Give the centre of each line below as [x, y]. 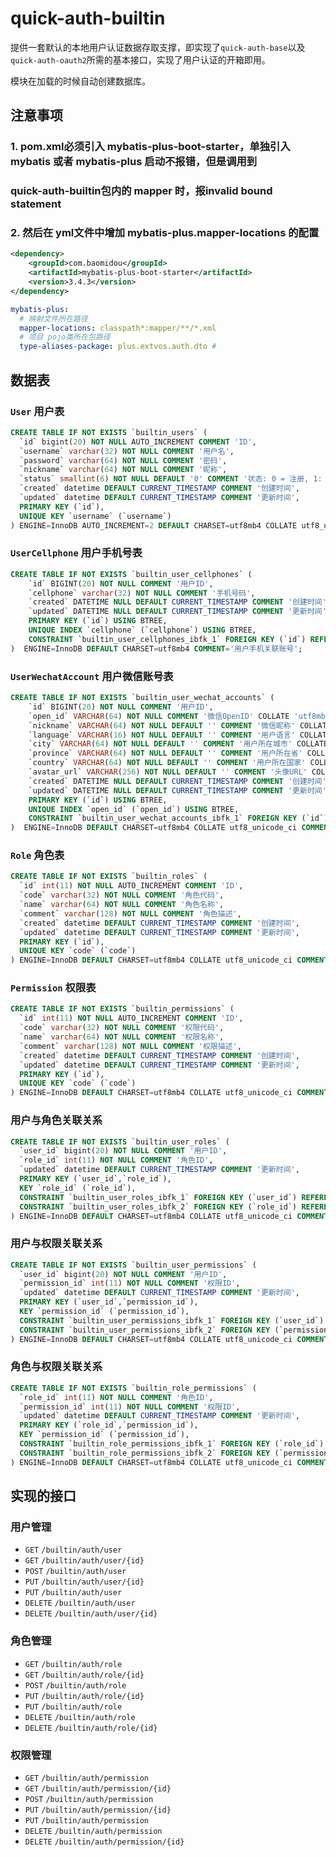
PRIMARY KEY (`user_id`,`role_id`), [95, 1179]
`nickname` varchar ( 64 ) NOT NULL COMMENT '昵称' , [123, 470]
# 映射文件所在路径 [53, 318]
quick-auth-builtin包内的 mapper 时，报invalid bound [141, 191]
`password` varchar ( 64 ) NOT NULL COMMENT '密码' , [123, 460]
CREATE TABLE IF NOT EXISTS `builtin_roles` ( [109, 877]
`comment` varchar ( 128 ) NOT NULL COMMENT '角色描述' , [130, 913]
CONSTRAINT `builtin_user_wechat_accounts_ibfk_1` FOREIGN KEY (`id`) [178, 818]
